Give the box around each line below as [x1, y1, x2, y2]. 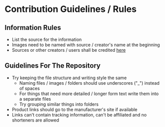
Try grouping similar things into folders [19, 101, 99, 107]
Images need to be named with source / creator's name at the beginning [11, 42, 160, 48]
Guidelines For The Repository [4, 61, 101, 70]
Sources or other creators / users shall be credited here [11, 47, 126, 53]
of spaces [19, 85, 40, 91]
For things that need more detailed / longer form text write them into [19, 91, 159, 97]
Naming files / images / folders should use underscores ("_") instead [19, 80, 160, 86]
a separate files [19, 96, 51, 102]
